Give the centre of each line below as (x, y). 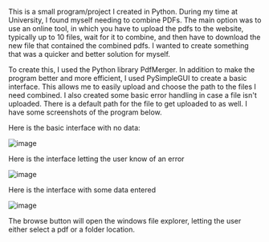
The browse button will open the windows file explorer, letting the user (125, 221)
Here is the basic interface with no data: (74, 128)
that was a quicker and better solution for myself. (90, 54)
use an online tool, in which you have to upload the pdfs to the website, (126, 28)
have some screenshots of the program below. (85, 112)
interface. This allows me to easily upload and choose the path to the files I (132, 87)
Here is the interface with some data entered (82, 190)
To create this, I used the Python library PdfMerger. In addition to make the (132, 70)
